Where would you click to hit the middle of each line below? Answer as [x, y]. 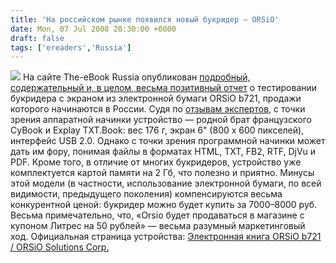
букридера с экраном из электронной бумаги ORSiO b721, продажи [156, 98]
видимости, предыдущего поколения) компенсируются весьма [146, 194]
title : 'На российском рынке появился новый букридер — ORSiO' [145, 19]
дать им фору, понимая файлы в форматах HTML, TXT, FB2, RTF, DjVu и [163, 152]
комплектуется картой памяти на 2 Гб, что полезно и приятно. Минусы [162, 173]
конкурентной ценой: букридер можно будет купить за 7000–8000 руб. [164, 205]
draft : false [37, 38]
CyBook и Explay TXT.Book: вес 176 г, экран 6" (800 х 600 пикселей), [157, 130]
